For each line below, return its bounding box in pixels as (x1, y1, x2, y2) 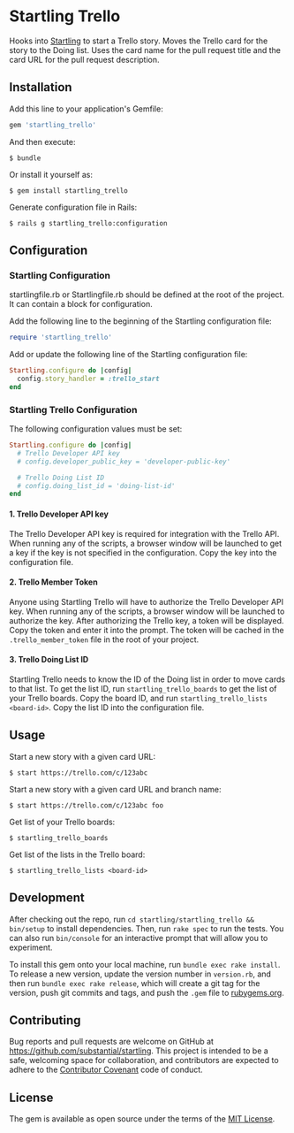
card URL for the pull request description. (9, 54, 161, 65)
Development (9, 891, 86, 906)
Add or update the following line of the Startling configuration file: (9, 349, 248, 360)
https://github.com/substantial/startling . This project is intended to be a (9, 1045, 269, 1056)
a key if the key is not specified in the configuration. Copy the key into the (9, 547, 277, 558)
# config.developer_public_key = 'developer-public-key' (17, 457, 231, 466)
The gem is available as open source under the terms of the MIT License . (9, 1114, 275, 1124)
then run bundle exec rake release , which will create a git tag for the (9, 977, 260, 988)
